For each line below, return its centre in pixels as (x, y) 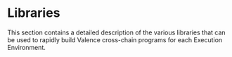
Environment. (26, 47)
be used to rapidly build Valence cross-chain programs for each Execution (115, 39)
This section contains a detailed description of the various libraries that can (117, 32)
